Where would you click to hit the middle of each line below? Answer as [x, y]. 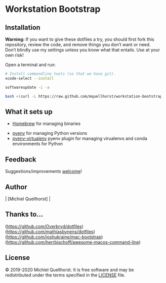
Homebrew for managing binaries [46, 124]
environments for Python [38, 144]
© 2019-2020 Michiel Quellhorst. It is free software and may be [70, 270]
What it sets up [29, 112]
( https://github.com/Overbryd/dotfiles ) [44, 226]
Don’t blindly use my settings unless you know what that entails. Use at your [83, 50]
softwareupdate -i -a [27, 87]
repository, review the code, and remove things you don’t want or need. [78, 45]
